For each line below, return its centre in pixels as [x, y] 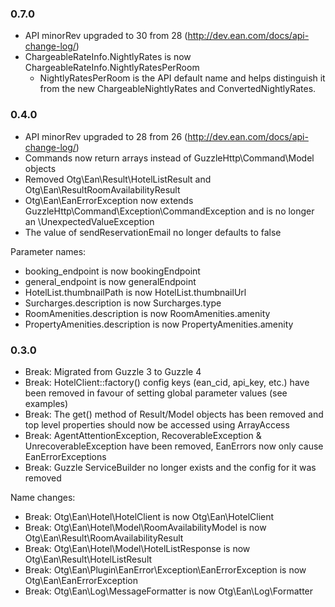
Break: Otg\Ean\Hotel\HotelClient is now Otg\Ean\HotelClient [149, 516]
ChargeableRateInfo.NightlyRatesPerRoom [112, 68]
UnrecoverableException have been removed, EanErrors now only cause [174, 446]
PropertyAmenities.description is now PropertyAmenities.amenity [159, 324]
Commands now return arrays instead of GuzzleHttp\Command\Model [169, 158]
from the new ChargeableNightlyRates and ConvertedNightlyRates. [178, 89]
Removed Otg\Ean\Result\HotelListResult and [118, 179]
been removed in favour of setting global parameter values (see [156, 393]
